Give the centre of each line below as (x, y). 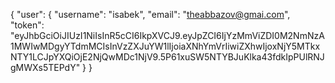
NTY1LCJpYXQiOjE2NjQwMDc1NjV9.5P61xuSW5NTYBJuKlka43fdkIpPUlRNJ (167, 57)
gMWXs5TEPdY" (45, 67)
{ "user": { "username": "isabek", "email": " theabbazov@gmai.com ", (150, 14)
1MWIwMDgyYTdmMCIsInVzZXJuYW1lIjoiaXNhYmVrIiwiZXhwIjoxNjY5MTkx (165, 46)
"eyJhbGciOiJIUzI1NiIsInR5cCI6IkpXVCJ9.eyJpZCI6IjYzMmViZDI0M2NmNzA (167, 35)
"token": (27, 25)
